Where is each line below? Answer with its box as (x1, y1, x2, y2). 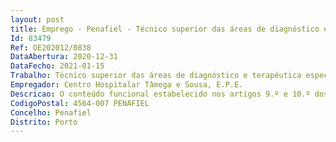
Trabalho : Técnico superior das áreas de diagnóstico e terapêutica (10, 71, 302, 81)
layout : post (10, 14, 65, 25)
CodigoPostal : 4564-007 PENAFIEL (10, 98, 150, 108)
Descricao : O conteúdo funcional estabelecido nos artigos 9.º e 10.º (10, 89, 311, 99)
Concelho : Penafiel (10, 107, 92, 118)
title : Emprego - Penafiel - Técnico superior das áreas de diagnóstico (10, 24, 320, 34)
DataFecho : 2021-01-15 (10, 61, 105, 71)
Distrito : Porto (10, 117, 78, 127)
